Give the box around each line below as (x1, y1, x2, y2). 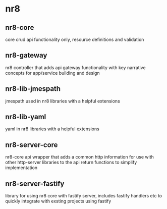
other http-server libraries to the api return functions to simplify (5, 160, 137, 166)
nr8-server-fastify (5, 179, 65, 188)
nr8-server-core (5, 140, 58, 149)
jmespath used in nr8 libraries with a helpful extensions (5, 98, 120, 104)
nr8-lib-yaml (5, 113, 46, 121)
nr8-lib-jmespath (5, 84, 61, 93)
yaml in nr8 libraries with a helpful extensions (5, 126, 99, 132)
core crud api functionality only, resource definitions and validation (5, 36, 144, 42)
